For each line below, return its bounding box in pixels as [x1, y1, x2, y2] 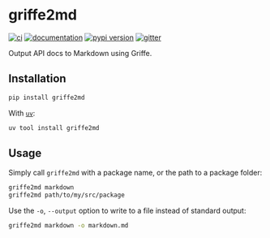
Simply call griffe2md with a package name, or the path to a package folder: [8, 168, 263, 178]
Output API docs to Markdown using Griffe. [8, 48, 152, 58]
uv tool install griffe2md [8, 123, 100, 132]
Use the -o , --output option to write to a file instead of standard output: [8, 206, 246, 216]
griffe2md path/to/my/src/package [8, 191, 126, 200]
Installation [8, 71, 66, 86]
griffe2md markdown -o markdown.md [8, 222, 129, 230]
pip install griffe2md [8, 93, 85, 102]
